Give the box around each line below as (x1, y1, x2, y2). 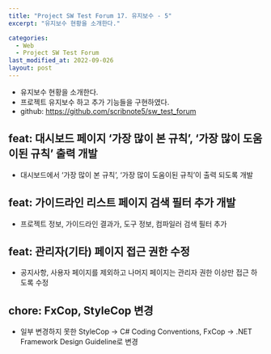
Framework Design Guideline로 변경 (19, 337, 139, 347)
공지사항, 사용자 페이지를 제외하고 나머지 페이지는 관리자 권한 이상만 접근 (19, 268, 249, 277)
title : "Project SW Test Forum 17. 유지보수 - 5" (8, 11, 172, 20)
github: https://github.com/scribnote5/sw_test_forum (19, 106, 197, 116)
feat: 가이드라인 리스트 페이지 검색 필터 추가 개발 (8, 196, 236, 210)
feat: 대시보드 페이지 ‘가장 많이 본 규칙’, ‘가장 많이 (8, 132, 241, 145)
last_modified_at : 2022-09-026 (8, 57, 114, 65)
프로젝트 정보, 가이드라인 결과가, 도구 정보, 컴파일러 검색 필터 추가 (19, 219, 227, 229)
